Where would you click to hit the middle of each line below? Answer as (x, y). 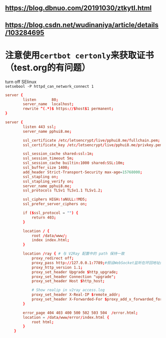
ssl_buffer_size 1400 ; (46, 168)
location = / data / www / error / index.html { (66, 317)
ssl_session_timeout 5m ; (48, 158)
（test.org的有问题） (48, 67)
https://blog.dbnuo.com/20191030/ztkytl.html (79, 8)
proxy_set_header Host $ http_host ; (68, 281)
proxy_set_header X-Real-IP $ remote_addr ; (76, 295)
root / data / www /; (49, 236)
